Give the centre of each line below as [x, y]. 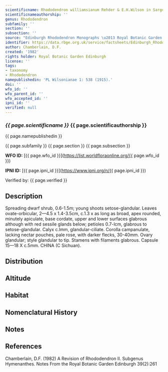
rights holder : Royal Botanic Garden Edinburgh [56, 56]
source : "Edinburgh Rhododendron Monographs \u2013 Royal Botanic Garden [84, 38]
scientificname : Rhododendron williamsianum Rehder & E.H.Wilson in [78, 10]
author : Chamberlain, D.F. [33, 47]
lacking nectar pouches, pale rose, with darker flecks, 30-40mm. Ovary [79, 235]
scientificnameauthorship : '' [37, 15]
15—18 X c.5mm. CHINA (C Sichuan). [43, 246]
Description [24, 196]
